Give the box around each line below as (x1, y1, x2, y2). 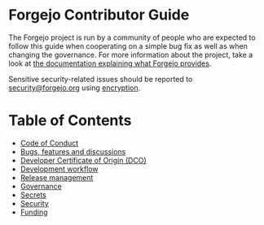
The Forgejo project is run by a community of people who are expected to (8, 32, 256, 42)
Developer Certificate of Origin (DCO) (20, 155, 147, 165)
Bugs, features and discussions (20, 146, 126, 156)
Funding (20, 207, 48, 217)
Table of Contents (8, 111, 132, 130)
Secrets (20, 189, 46, 200)
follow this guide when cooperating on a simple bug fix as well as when (8, 41, 249, 50)
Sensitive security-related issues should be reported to (8, 74, 193, 84)
